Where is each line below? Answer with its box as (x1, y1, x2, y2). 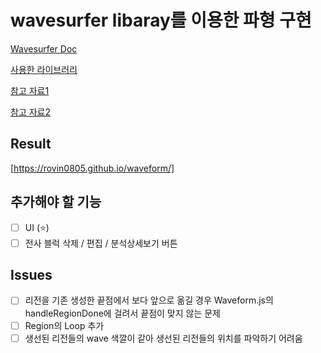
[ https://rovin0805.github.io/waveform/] (10, 162, 175, 174)
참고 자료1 (10, 84, 50, 96)
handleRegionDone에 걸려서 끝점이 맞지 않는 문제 (24, 307, 222, 319)
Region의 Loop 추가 (24, 319, 105, 331)
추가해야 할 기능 (10, 194, 102, 211)
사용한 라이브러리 (10, 63, 78, 75)
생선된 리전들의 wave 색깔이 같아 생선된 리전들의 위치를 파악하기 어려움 (24, 332, 303, 344)
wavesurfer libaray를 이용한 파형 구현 (10, 9, 312, 32)
